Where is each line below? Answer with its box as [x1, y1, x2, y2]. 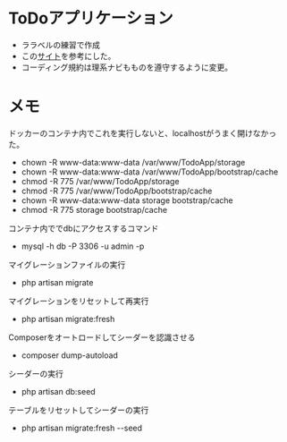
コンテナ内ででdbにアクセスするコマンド [8, 223, 159, 234]
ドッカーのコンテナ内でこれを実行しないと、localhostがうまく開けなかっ [8, 127, 277, 139]
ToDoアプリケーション [8, 8, 173, 29]
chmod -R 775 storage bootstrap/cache [21, 204, 167, 215]
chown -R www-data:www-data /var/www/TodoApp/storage [21, 157, 246, 167]
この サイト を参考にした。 [21, 50, 116, 61]
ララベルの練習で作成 [21, 39, 100, 50]
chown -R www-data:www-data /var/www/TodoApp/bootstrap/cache [21, 166, 279, 177]
